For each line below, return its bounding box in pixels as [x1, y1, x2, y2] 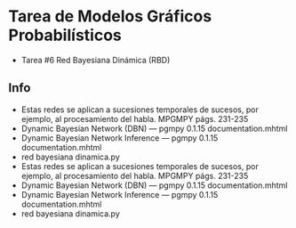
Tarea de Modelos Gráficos [8, 6, 212, 27]
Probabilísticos [8, 25, 122, 45]
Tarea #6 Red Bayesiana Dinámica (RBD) [20, 54, 171, 65]
